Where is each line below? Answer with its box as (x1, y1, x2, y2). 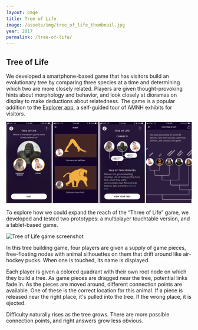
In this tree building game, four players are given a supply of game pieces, (6, 244, 187, 251)
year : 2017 (6, 28, 33, 34)
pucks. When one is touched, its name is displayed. (25, 256, 150, 263)
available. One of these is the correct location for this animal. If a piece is (6, 286, 183, 294)
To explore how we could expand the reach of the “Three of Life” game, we (6, 209, 189, 216)
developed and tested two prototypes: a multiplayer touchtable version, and (6, 215, 190, 222)
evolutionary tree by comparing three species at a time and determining (6, 78, 180, 85)
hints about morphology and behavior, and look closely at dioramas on (6, 91, 177, 98)
